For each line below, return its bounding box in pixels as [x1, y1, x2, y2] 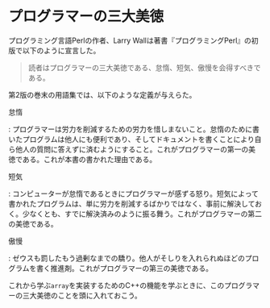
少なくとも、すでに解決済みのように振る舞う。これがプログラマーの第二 [22, 209, 262, 219]
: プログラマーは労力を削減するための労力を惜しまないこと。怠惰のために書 [8, 124, 260, 134]
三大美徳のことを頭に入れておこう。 [22, 290, 143, 300]
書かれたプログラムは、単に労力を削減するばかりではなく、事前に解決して [8, 198, 255, 208]
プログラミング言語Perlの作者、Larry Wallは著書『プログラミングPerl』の [8, 35, 252, 45]
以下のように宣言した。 [22, 45, 101, 55]
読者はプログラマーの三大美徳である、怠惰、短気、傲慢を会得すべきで [27, 62, 261, 73]
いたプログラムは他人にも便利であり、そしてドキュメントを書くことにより [8, 134, 255, 144]
